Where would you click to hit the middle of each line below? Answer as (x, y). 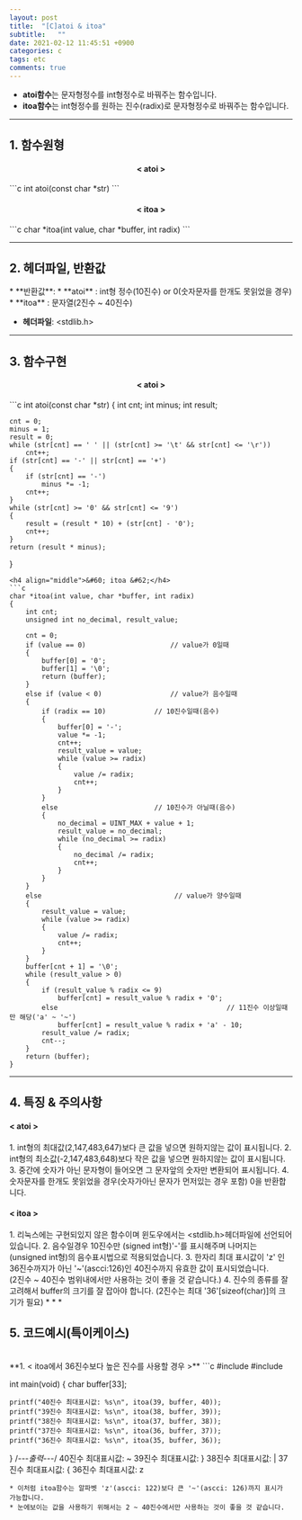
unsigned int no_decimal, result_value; (102, 620)
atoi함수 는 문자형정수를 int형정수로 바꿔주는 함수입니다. (120, 94)
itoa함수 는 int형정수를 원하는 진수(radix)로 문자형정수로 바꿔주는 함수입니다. (155, 105)
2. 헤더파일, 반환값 (58, 268)
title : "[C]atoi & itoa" (58, 26)
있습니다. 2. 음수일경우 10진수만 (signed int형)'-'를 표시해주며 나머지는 (133, 1246)
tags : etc (28, 59)
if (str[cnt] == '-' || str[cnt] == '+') (88, 461)
